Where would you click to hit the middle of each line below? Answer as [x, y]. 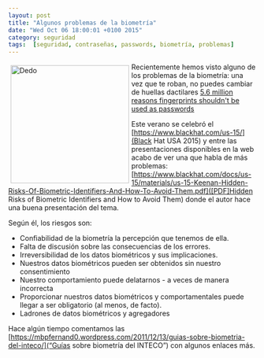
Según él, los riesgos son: [50, 223]
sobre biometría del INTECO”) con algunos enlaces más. [164, 345]
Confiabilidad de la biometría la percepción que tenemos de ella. [124, 238]
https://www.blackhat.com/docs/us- [193, 175]
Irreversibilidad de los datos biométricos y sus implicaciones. [119, 255]
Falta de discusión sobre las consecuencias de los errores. [115, 247]
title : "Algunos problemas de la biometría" [82, 23]
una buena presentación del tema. [64, 208]
